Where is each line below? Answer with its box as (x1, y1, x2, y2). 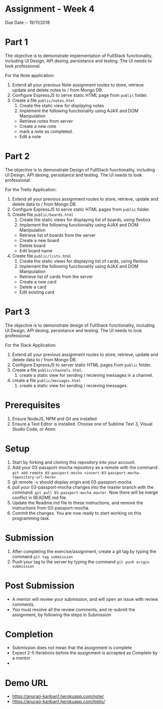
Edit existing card (19, 289, 54, 295)
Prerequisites (5, 399, 61, 410)
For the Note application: (5, 72, 55, 78)
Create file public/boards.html (12, 211, 74, 217)
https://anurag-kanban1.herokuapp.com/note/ (12, 693, 104, 699)
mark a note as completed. (19, 128, 73, 134)
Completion (5, 629, 54, 640)
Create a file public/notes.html (12, 97, 75, 103)
